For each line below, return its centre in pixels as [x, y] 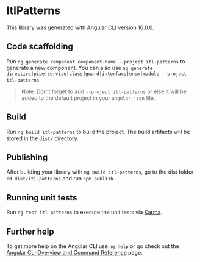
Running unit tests [42, 198]
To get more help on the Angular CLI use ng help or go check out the [93, 246]
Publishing [27, 157]
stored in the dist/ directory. [43, 138]
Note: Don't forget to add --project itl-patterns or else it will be [104, 91]
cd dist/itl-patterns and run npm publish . [61, 179]
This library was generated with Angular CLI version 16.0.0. [80, 27]
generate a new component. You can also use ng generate [80, 68]
